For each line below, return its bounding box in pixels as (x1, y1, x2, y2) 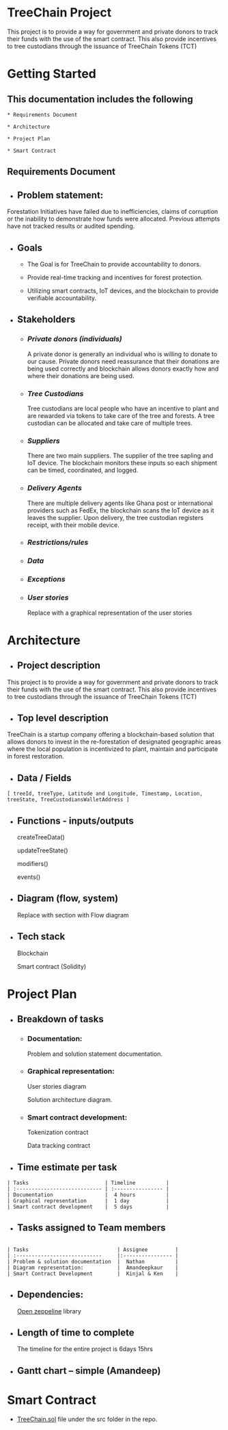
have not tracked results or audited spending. (7, 222, 135, 230)
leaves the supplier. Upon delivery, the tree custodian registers (27, 513, 203, 521)
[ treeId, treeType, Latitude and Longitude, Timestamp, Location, (7, 790, 203, 798)
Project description (16, 660, 101, 671)
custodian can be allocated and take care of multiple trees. (27, 419, 193, 427)
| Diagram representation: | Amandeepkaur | (7, 1264, 179, 1271)
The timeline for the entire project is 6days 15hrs (16, 1345, 154, 1353)
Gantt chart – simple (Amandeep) (16, 1365, 161, 1377)
